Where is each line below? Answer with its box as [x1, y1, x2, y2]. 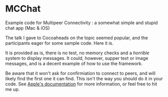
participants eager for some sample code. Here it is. [5, 40, 114, 46]
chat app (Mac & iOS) [5, 25, 50, 31]
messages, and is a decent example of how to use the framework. [5, 60, 143, 66]
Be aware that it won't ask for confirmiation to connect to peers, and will [5, 70, 156, 76]
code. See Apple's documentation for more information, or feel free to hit [5, 81, 157, 87]
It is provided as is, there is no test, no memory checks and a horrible [5, 50, 150, 56]
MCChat [5, 3, 41, 15]
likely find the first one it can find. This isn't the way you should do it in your [5, 75, 163, 81]
